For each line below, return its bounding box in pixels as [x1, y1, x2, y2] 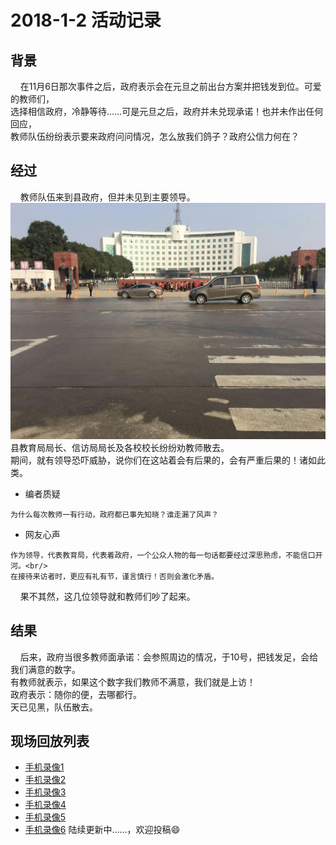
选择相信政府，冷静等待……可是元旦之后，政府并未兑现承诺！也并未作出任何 [10, 106, 324, 117]
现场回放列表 [10, 733, 90, 750]
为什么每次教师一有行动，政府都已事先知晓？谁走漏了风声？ [10, 509, 219, 520]
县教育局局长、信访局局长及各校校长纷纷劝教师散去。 [10, 441, 230, 453]
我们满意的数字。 [10, 663, 81, 675]
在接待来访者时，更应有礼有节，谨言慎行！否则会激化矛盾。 [10, 571, 219, 581]
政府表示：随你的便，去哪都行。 [10, 688, 142, 700]
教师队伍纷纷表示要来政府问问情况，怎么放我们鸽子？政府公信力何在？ [10, 131, 300, 142]
